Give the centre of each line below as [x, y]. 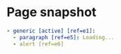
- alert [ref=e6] [39, 44]
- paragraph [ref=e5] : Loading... [64, 37]
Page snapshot [52, 12]
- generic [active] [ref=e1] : [51, 31]
